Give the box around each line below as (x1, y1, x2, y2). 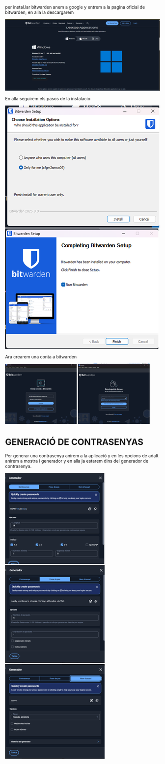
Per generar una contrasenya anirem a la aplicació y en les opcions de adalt (5, 452, 159, 459)
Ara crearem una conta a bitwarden (5, 353, 77, 359)
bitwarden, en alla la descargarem (5, 9, 74, 15)
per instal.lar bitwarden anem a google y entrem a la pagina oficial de (5, 4, 145, 10)
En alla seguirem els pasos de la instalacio (5, 95, 91, 101)
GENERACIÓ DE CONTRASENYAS (5, 436, 144, 447)
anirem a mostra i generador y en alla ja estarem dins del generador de (5, 458, 149, 464)
